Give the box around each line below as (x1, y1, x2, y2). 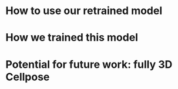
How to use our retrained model (5, 4, 163, 18)
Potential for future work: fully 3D (5, 57, 173, 71)
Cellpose (5, 70, 50, 83)
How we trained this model (5, 31, 139, 44)
